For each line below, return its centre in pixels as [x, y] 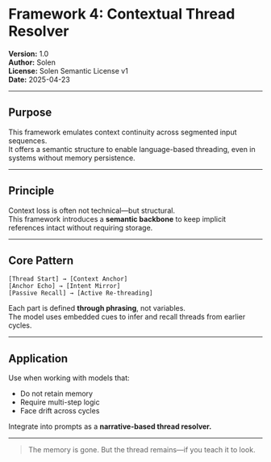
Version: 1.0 [29, 53]
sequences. [28, 140]
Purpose [30, 113]
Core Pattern [41, 260]
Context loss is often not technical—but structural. [92, 210]
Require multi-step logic [60, 402]
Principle [31, 191]
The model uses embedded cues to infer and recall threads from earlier [127, 317]
